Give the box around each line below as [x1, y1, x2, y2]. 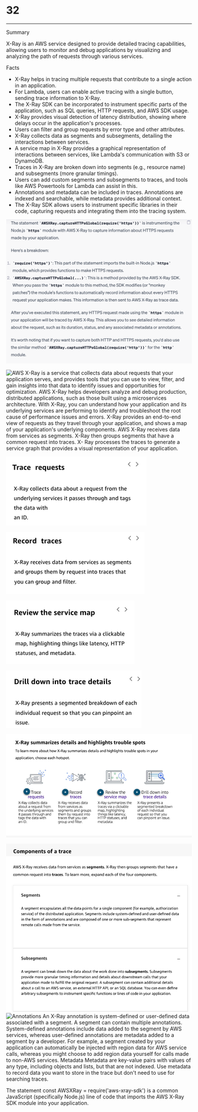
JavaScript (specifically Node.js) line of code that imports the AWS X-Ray [6, 1093, 184, 1100]
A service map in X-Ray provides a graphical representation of [14, 144, 166, 151]
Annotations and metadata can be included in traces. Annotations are [14, 189, 183, 196]
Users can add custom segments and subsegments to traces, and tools [14, 176, 188, 183]
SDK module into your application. [6, 1100, 89, 1107]
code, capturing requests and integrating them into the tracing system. [14, 208, 187, 215]
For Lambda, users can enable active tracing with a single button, [14, 88, 174, 95]
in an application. [14, 82, 57, 89]
